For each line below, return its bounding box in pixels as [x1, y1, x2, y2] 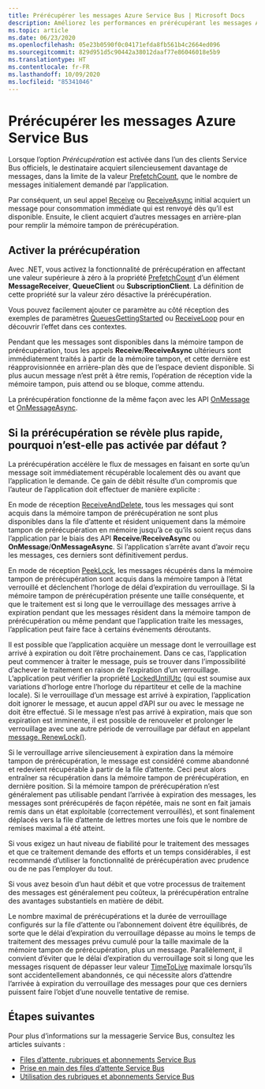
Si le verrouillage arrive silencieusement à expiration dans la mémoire [8, 748, 234, 757]
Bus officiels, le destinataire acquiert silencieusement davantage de [8, 163, 228, 173]
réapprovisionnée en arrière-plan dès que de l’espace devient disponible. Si [8, 362, 255, 372]
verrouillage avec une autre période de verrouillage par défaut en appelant [8, 724, 251, 734]
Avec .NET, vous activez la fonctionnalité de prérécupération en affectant [8, 264, 246, 274]
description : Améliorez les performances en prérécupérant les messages [8, 19, 252, 27]
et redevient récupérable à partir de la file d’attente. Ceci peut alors [8, 765, 226, 774]
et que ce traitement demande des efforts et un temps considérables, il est [8, 848, 251, 857]
